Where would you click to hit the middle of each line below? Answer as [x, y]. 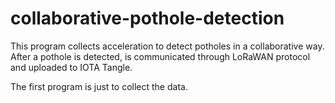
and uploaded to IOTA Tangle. [71, 67]
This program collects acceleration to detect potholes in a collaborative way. [167, 46]
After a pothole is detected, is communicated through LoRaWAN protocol [160, 56]
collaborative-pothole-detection [147, 18]
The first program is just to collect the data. [99, 86]
